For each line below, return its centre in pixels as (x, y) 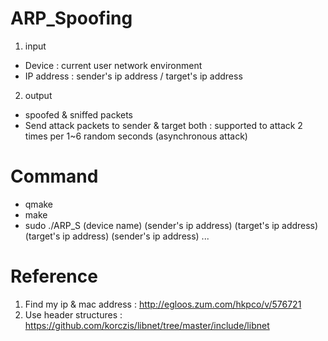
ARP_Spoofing (71, 18)
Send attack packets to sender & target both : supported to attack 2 (163, 125)
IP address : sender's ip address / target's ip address (133, 76)
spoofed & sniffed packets (79, 114)
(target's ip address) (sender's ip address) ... (117, 236)
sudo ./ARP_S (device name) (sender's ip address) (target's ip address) (171, 225)
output (38, 95)
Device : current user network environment (113, 65)
